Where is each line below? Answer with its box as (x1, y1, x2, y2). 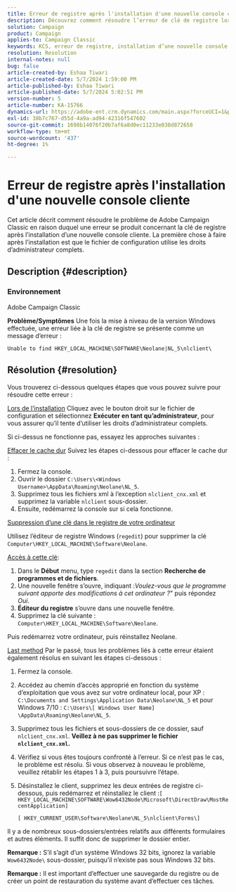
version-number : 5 (7, 96, 61, 103)
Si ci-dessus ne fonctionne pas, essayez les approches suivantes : (7, 432, 200, 441)
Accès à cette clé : (7, 552, 60, 561)
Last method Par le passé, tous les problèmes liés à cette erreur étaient (7, 646, 214, 654)
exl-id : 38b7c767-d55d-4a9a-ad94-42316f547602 (7, 115, 146, 122)
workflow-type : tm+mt (7, 128, 71, 135)
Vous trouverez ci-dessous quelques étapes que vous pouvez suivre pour (7, 382, 221, 391)
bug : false (7, 63, 39, 70)
